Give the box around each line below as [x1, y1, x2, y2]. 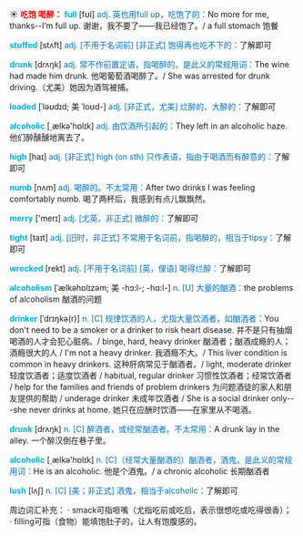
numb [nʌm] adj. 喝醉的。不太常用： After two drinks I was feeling [9, 182, 256, 192]
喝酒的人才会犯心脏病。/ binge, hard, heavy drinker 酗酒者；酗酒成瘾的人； [9, 336, 291, 346]
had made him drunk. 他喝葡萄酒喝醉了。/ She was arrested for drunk [9, 70, 270, 81]
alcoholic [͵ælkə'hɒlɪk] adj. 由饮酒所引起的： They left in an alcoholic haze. [9, 120, 288, 131]
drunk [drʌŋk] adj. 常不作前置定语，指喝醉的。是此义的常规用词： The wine [9, 59, 289, 69]
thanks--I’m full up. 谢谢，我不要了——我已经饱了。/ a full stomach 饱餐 [9, 20, 279, 31]
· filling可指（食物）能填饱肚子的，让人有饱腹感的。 [9, 516, 202, 527]
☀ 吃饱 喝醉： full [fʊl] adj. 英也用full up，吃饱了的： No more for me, [9, 9, 269, 19]
